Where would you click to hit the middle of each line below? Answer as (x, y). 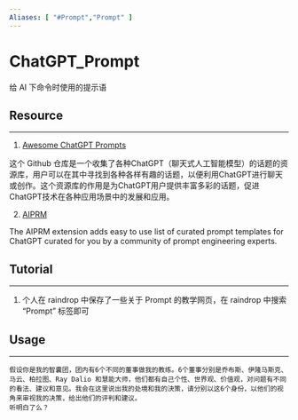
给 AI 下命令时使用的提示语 (58, 87)
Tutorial (31, 269)
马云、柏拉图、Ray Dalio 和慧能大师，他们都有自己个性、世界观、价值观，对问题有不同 (148, 379)
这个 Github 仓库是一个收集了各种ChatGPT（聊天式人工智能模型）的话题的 (145, 163)
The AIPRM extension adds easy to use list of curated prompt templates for (146, 232)
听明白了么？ (29, 408)
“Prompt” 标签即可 (55, 311)
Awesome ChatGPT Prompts (74, 145)
